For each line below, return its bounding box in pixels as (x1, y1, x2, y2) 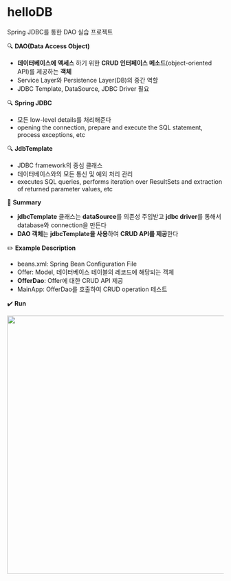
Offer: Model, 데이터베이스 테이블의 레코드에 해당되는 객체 (16, 268, 174, 276)
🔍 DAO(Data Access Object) (7, 42, 91, 50)
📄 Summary (7, 198, 42, 207)
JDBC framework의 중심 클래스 (16, 161, 103, 169)
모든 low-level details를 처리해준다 (16, 115, 111, 124)
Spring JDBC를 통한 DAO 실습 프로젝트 (7, 28, 113, 36)
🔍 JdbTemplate (7, 144, 53, 152)
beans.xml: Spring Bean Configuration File (16, 260, 137, 268)
